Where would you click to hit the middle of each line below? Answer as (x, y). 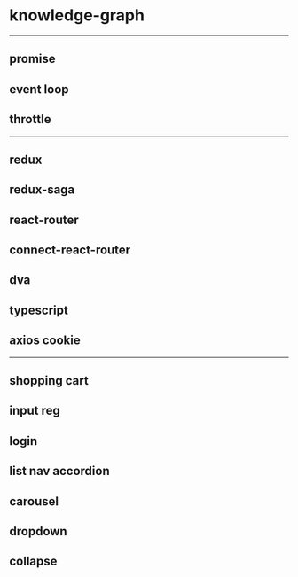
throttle (30, 119)
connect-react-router (70, 250)
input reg (35, 411)
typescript (39, 310)
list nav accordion (59, 471)
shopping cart (49, 381)
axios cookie (45, 341)
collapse (33, 561)
